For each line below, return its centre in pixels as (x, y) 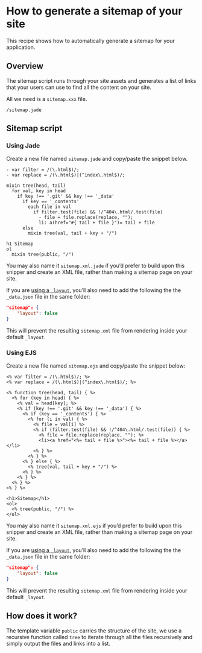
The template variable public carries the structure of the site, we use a (94, 631)
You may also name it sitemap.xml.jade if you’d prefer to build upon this (96, 266)
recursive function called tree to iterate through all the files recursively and (99, 637)
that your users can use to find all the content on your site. (79, 87)
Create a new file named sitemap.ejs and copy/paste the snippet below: (96, 366)
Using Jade (23, 146)
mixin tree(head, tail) (36, 186)
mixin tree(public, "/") (43, 255)
